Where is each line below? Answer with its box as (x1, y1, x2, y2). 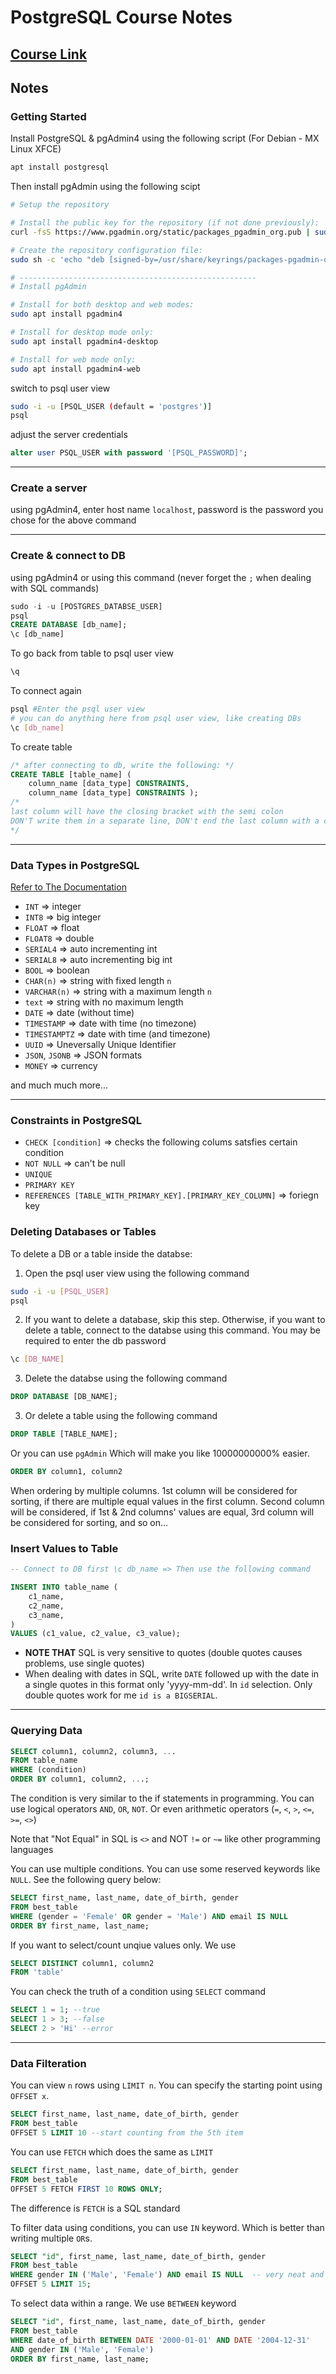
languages (10, 1844, 54, 1856)
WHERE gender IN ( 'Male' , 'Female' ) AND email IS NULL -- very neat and (10, 2270, 325, 2280)
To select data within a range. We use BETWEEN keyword (10, 2297, 237, 2310)
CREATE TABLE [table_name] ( (10, 769, 132, 780)
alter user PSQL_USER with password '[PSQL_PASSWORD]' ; (10, 448, 248, 458)
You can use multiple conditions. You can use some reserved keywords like (10, 1863, 321, 1875)
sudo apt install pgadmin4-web (10, 364, 141, 374)
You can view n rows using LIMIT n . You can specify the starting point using (10, 2079, 323, 2091)
